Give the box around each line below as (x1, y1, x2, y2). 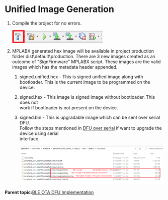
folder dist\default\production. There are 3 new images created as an (12, 53, 155, 59)
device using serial (19, 130, 59, 136)
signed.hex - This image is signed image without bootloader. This (19, 94, 155, 100)
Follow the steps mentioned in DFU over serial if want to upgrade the (19, 125, 162, 131)
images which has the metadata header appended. (12, 64, 118, 70)
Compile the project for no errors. (12, 20, 81, 26)
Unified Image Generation (5, 4, 114, 15)
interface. (19, 135, 40, 141)
